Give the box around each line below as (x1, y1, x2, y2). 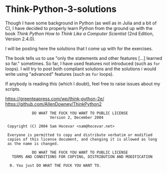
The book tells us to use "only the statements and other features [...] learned (5, 55, 163, 61)
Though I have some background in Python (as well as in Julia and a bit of (5, 20, 157, 26)
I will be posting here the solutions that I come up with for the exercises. (5, 45, 153, 51)
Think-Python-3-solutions (5, 3, 117, 15)
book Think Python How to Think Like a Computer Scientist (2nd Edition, (5, 30, 154, 36)
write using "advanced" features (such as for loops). (5, 71, 114, 77)
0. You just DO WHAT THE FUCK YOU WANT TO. (9, 163, 101, 168)
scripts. (5, 86, 21, 92)
